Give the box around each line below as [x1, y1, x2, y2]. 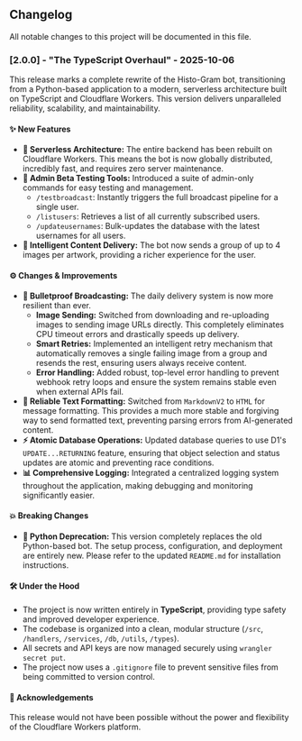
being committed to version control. [22, 671, 156, 682]
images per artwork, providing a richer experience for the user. [22, 250, 257, 261]
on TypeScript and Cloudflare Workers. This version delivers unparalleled [9, 94, 282, 105]
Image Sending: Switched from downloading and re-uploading [35, 309, 270, 320]
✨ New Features [9, 123, 71, 134]
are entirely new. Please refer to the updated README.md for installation [22, 550, 281, 561]
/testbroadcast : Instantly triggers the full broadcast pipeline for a [35, 192, 279, 203]
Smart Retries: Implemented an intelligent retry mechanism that [35, 338, 273, 349]
